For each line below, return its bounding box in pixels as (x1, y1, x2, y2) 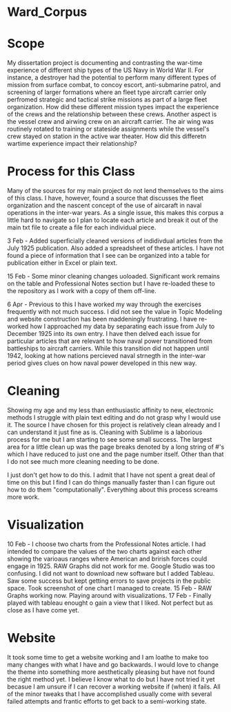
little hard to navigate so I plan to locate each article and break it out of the (7, 216, 219, 225)
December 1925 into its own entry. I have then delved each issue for (7, 330, 201, 338)
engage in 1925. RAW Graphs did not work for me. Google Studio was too (7, 561, 215, 570)
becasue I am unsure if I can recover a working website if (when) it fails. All (7, 682, 221, 691)
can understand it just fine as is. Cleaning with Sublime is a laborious (7, 428, 203, 436)
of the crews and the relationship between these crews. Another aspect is (7, 110, 217, 118)
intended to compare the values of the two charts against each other (7, 547, 202, 555)
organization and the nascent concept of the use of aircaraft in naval (7, 201, 202, 209)
